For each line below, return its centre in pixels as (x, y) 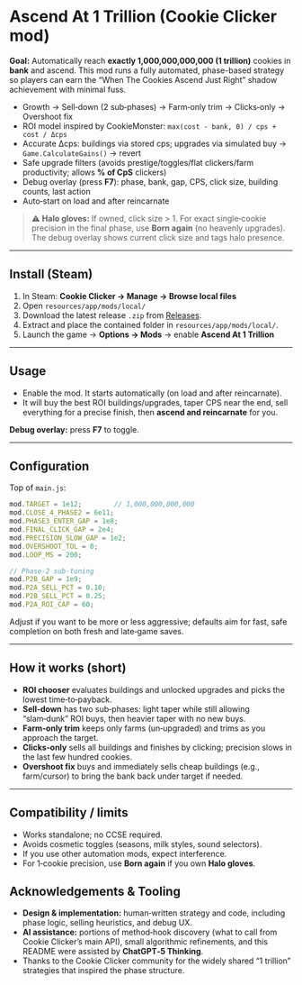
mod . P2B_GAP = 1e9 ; (46, 579)
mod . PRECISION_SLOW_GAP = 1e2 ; (68, 538)
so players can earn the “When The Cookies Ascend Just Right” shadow (143, 79)
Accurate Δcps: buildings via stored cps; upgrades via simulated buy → (155, 143)
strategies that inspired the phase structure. (103, 971)
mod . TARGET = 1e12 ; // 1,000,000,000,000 (102, 505)
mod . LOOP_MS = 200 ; (46, 555)
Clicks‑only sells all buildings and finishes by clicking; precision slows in (157, 747)
